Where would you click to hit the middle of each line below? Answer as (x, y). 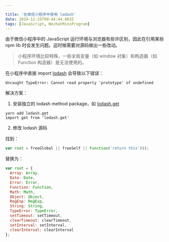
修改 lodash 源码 (30, 128)
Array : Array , (25, 173)
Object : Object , (27, 197)
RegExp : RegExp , (27, 201)
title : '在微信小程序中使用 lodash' (41, 14)
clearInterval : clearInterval (42, 230)
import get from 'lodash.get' (37, 118)
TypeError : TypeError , (34, 211)
